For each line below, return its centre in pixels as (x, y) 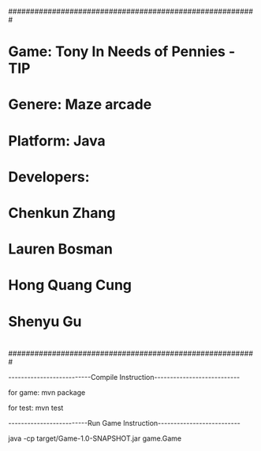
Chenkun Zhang (62, 213)
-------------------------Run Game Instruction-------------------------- (124, 423)
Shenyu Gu (45, 321)
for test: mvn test (36, 408)
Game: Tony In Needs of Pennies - (122, 52)
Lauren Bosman (60, 249)
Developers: (49, 177)
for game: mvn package (47, 392)
